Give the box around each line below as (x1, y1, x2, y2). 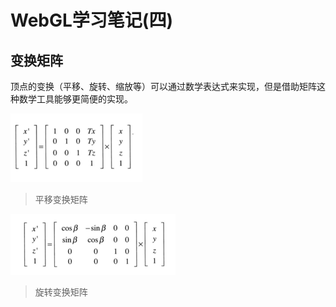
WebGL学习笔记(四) (10, 9, 173, 32)
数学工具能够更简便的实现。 (18, 93, 133, 105)
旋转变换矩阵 (34, 286, 88, 298)
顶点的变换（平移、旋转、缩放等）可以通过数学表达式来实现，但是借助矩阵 (10, 81, 317, 92)
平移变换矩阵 (34, 194, 88, 205)
